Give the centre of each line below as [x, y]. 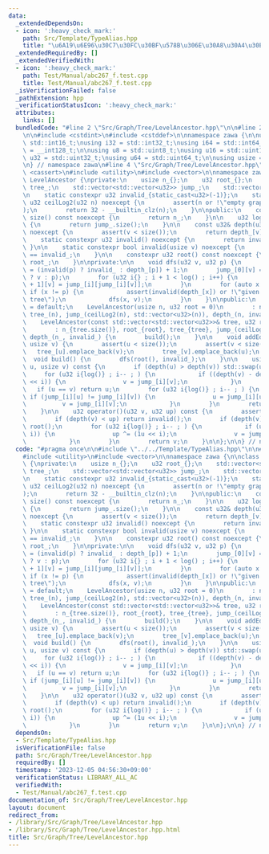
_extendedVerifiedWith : [55, 61]
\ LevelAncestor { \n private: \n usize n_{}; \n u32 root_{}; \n [137, 180]
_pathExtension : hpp [50, 98]
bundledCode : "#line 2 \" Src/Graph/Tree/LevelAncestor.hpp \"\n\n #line [136, 128]
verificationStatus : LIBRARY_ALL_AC [76, 778]
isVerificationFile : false [60, 748]
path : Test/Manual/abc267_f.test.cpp [86, 76]
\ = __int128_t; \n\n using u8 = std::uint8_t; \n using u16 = [123, 150]
